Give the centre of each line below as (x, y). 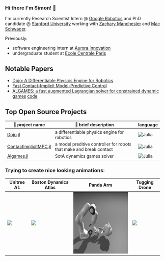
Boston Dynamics (50, 182)
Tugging (145, 182)
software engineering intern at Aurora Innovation (61, 48)
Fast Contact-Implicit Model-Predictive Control (59, 86)
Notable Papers (29, 69)
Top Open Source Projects (46, 112)
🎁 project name (29, 125)
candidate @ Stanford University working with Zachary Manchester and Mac (83, 24)
